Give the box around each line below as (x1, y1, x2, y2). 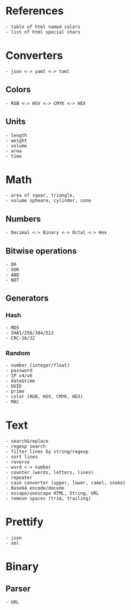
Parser (5, 583, 31, 593)
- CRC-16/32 (5, 335, 35, 341)
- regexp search (5, 443, 46, 449)
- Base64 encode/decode (5, 485, 65, 491)
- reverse (5, 459, 30, 465)
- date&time (5, 378, 35, 384)
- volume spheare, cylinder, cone (5, 198, 92, 204)
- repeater (5, 474, 33, 480)
